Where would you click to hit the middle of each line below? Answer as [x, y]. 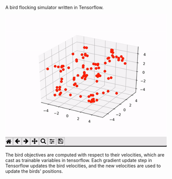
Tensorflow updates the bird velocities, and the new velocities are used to [83, 166]
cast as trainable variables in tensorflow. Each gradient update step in [79, 160]
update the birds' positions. [34, 171]
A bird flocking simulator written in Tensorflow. [55, 7]
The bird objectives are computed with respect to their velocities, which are [85, 155]
